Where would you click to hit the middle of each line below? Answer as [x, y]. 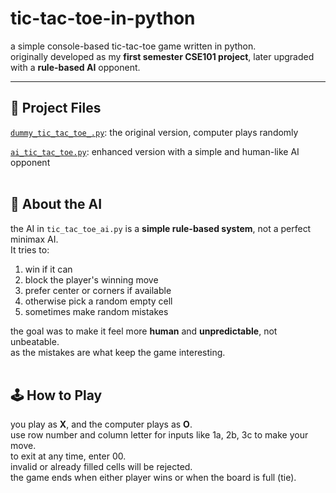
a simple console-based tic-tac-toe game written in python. [133, 46]
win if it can [48, 269]
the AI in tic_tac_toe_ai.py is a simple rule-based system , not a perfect [161, 228]
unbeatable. [35, 341]
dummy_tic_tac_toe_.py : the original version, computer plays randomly [154, 132]
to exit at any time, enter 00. [68, 456]
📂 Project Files [56, 108]
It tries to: [30, 249]
